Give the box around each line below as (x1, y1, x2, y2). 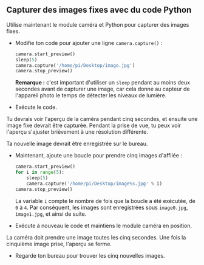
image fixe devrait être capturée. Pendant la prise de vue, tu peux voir (6, 122, 181, 129)
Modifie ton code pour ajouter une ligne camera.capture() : (15, 39, 163, 46)
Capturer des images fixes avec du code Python (6, 5, 192, 15)
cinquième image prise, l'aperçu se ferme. (6, 240, 112, 247)
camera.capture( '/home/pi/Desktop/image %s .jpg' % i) (26, 181, 163, 187)
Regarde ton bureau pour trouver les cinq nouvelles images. (15, 252, 165, 259)
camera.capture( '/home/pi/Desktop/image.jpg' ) (15, 62, 135, 69)
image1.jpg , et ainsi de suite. (15, 210, 87, 218)
